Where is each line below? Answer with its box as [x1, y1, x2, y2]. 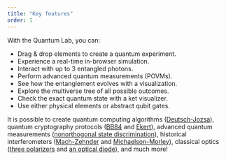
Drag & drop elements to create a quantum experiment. [17, 50, 176, 58]
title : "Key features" [7, 10, 73, 17]
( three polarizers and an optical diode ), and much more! [7, 145, 168, 153]
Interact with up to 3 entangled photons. [17, 64, 134, 73]
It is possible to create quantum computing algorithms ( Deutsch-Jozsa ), [7, 115, 215, 123]
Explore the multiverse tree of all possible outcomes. [17, 87, 169, 95]
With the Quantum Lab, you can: [7, 36, 100, 44]
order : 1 [7, 17, 33, 24]
